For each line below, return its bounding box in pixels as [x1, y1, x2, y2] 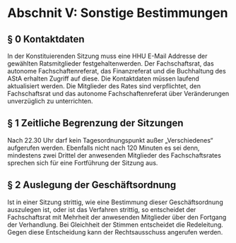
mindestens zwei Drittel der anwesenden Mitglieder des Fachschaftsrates [7, 150, 221, 160]
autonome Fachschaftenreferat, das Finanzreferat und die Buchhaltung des [7, 67, 226, 75]
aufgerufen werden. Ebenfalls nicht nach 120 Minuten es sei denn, [7, 143, 200, 152]
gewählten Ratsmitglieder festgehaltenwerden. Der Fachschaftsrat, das [7, 59, 214, 68]
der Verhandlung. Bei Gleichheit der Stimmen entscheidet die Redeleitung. [7, 220, 224, 229]
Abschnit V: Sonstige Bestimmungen [7, 5, 228, 21]
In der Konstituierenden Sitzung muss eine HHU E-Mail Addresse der [7, 52, 208, 60]
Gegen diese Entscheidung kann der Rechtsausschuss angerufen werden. [7, 227, 223, 236]
